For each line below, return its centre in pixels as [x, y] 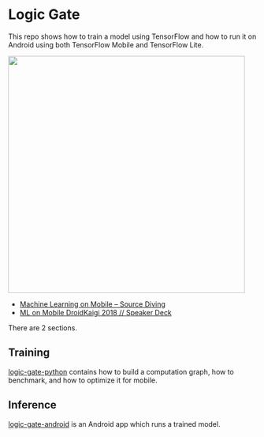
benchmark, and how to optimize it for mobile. [83, 380]
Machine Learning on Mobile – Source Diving [92, 304]
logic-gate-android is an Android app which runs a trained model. [114, 424]
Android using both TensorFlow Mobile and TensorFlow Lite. [106, 44]
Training [29, 353]
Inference [32, 405]
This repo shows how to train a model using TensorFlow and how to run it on [132, 36]
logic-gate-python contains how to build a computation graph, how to [121, 371]
